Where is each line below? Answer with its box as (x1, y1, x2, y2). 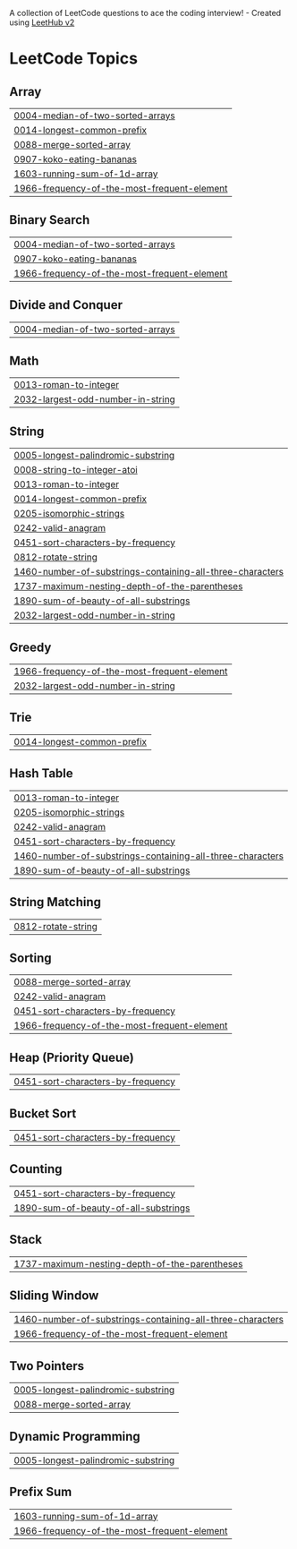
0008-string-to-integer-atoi (13, 464, 139, 476)
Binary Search (9, 212, 90, 227)
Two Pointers (9, 1358, 85, 1374)
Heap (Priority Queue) (9, 1049, 134, 1065)
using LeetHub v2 (9, 17, 75, 28)
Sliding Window (9, 1288, 99, 1303)
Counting (9, 1161, 63, 1177)
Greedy (9, 639, 52, 655)
